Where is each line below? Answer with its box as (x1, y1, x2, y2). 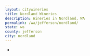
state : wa (5, 25, 25, 30)
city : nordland (5, 34, 36, 39)
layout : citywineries (5, 7, 49, 12)
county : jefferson (5, 29, 42, 34)
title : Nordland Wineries (5, 11, 57, 16)
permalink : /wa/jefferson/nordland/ (5, 20, 78, 25)
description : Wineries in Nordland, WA (5, 16, 85, 21)
